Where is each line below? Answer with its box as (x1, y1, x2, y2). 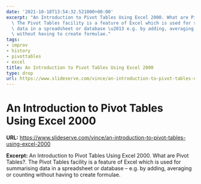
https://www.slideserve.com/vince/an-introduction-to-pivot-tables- (19, 134, 186, 141)
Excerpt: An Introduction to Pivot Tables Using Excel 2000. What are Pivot (6, 152, 189, 159)
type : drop (6, 70, 33, 76)
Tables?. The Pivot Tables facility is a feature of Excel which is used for (6, 158, 181, 165)
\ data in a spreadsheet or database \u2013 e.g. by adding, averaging (11, 25, 194, 32)
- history (6, 48, 31, 54)
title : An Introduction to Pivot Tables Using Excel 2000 (6, 64, 154, 71)
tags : (6, 37, 20, 43)
